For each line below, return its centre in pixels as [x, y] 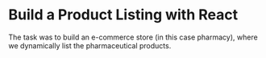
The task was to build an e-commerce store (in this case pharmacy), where [133, 37]
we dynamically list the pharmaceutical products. [90, 45]
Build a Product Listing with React [123, 15]
